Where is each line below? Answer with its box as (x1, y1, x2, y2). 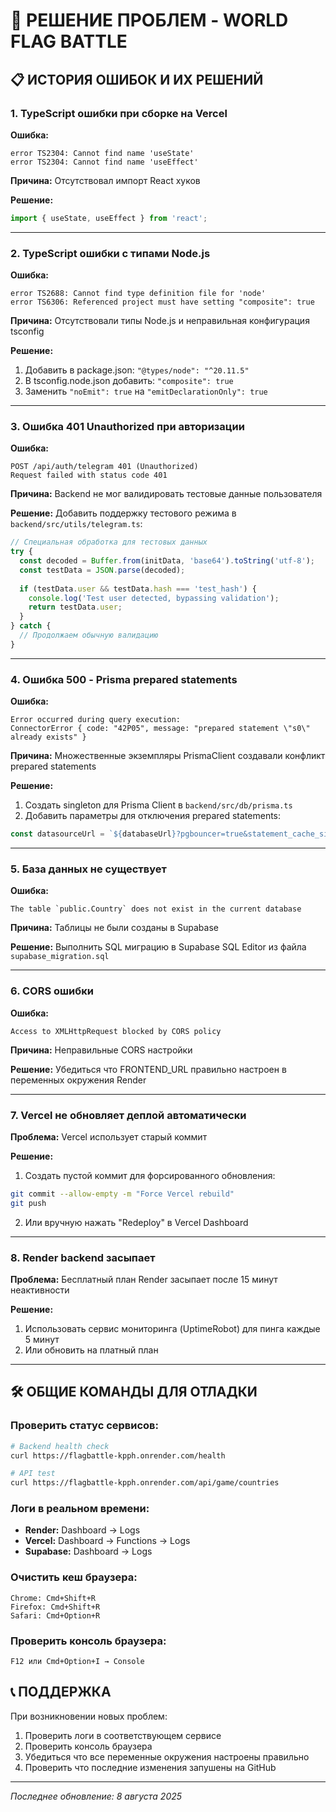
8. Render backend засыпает (10, 1250, 156, 1264)
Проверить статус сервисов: (10, 1419, 159, 1433)
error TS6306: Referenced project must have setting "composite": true (10, 297, 315, 308)
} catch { (10, 621, 52, 631)
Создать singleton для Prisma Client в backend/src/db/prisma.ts (24, 799, 293, 811)
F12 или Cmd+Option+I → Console (10, 1657, 145, 1667)
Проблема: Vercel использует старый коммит (10, 1130, 208, 1143)
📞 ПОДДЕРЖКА (10, 1684, 112, 1701)
